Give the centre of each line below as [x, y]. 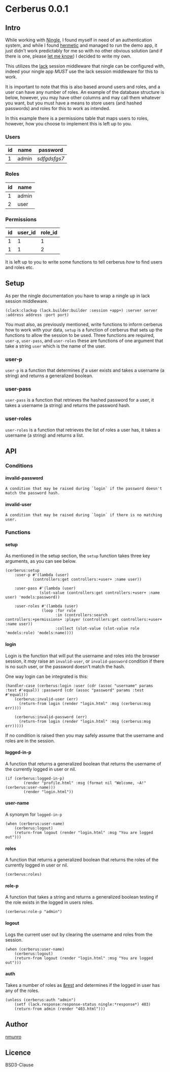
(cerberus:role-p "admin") [34, 912]
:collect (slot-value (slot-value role [97, 629]
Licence [18, 1053]
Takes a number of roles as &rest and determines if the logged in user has [82, 985]
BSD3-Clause [20, 1065]
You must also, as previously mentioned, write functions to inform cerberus [84, 324]
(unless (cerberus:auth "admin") [41, 1000]
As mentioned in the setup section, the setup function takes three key [78, 556]
